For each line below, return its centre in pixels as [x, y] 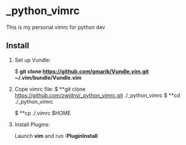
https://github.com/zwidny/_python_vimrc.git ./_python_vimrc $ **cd [97, 95]
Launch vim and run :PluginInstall [56, 136]
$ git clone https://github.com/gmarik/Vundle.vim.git [82, 71]
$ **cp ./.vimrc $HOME [43, 113]
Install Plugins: [32, 124]
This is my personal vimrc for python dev [56, 27]
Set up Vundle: [33, 60]
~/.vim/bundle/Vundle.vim [48, 77]
